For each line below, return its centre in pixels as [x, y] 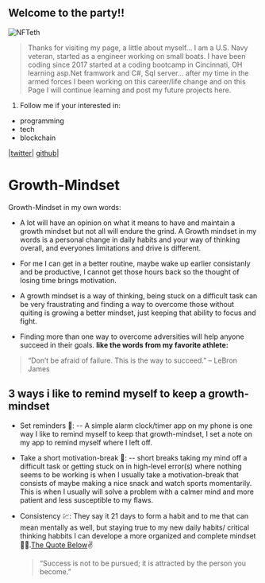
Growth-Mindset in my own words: [65, 207]
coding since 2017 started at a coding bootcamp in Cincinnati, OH [135, 64]
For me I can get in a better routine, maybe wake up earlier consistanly [135, 263]
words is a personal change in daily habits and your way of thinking [130, 239]
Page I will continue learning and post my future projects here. [129, 90]
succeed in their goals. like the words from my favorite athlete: [124, 344]
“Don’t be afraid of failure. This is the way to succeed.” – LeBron [132, 360]
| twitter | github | [34, 153]
